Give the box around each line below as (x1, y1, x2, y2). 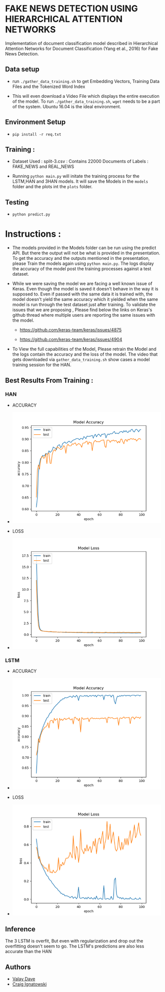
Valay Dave (12, 976, 36, 982)
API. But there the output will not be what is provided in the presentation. (12, 250, 161, 256)
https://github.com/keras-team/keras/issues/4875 (19, 327, 122, 333)
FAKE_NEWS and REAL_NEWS (12, 164, 75, 169)
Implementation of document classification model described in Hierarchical (5, 40, 158, 46)
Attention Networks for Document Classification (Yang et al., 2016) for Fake (5, 45, 158, 51)
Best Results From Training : (5, 376, 94, 384)
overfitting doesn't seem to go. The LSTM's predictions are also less (5, 943, 144, 949)
